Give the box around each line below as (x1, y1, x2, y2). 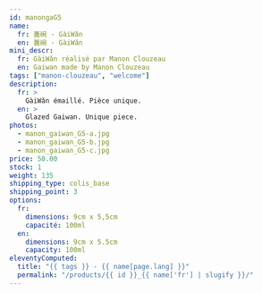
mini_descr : (9, 46, 54, 55)
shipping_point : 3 (9, 188, 78, 197)
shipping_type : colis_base (9, 180, 110, 188)
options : (9, 196, 42, 205)
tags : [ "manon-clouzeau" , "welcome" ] (9, 71, 150, 80)
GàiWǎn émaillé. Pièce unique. (25, 96, 142, 105)
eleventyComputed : (9, 254, 78, 264)
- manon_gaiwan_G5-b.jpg (17, 138, 110, 146)
